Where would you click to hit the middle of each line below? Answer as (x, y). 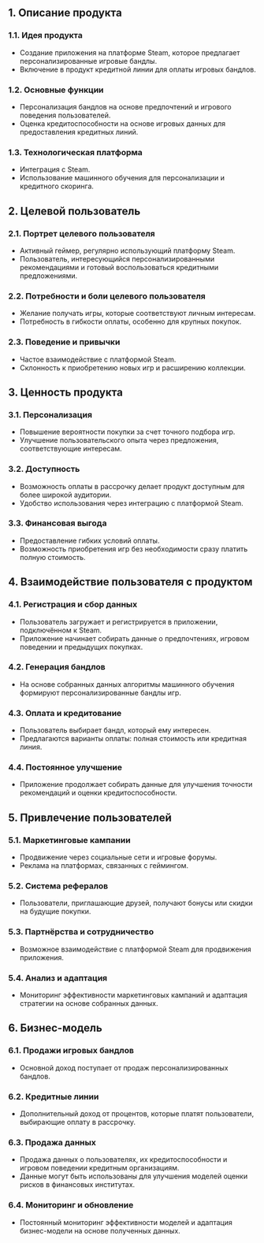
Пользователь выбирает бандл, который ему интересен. (115, 730)
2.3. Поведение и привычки (64, 342)
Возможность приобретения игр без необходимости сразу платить (134, 549)
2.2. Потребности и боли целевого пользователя (107, 296)
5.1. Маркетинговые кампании (70, 840)
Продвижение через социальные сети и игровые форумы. (118, 857)
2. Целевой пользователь (74, 211)
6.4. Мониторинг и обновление (71, 1205)
